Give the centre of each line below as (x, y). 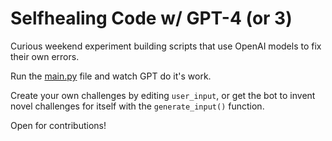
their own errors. (45, 56)
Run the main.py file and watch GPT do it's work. (111, 76)
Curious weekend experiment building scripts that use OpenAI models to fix (166, 46)
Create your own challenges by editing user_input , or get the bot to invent (163, 95)
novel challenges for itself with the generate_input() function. (137, 106)
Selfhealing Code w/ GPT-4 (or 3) (151, 18)
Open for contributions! (58, 125)
